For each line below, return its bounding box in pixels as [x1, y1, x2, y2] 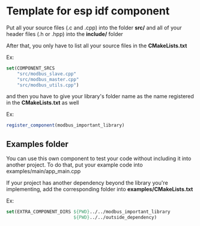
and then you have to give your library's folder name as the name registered [6, 93, 194, 100]
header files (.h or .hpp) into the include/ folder [6, 30, 123, 37]
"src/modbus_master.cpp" [17, 76, 79, 82]
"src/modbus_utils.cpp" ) [17, 82, 79, 88]
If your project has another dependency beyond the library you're [6, 179, 168, 186]
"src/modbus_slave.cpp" [17, 71, 77, 77]
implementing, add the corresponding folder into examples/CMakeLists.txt [6, 186, 193, 193]
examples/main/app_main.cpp [6, 168, 81, 175]
